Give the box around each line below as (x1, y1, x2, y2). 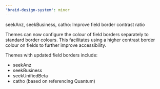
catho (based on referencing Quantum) (12, 78, 96, 84)
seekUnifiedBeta (12, 72, 48, 79)
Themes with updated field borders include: (5, 52, 98, 58)
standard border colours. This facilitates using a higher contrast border (5, 37, 155, 43)
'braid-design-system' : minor (5, 7, 70, 13)
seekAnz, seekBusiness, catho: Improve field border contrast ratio (5, 21, 145, 27)
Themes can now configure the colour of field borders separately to (5, 31, 149, 37)
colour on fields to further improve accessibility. (5, 42, 107, 48)
